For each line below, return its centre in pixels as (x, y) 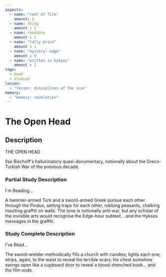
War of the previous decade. (51, 167)
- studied (20, 79)
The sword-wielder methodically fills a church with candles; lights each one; (83, 254)
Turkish (13, 167)
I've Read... (17, 245)
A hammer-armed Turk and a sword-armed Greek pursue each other (75, 200)
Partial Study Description (36, 180)
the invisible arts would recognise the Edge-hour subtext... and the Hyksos (81, 216)
